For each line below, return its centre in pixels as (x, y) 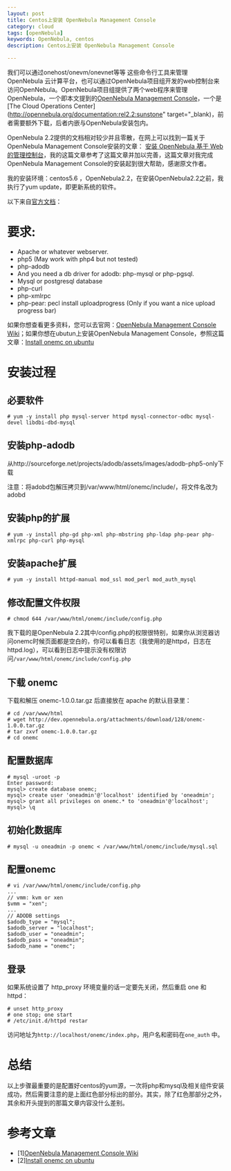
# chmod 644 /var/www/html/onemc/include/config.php (85, 619)
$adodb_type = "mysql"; (41, 922)
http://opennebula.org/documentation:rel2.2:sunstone (86, 114)
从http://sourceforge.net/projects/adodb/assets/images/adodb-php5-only (112, 463)
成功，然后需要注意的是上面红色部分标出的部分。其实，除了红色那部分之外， (116, 1094)
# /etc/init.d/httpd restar (48, 1021)
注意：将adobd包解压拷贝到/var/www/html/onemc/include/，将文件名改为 (112, 487)
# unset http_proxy (35, 1009)
